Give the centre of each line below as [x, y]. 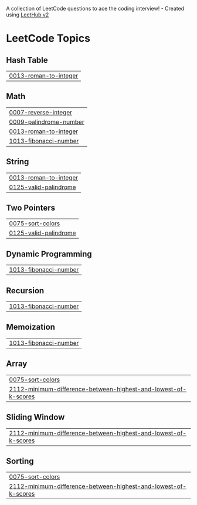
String [18, 162]
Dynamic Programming [49, 254]
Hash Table [27, 60]
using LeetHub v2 [28, 15]
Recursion [25, 291]
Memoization [31, 327]
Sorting [20, 461]
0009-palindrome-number [47, 121]
